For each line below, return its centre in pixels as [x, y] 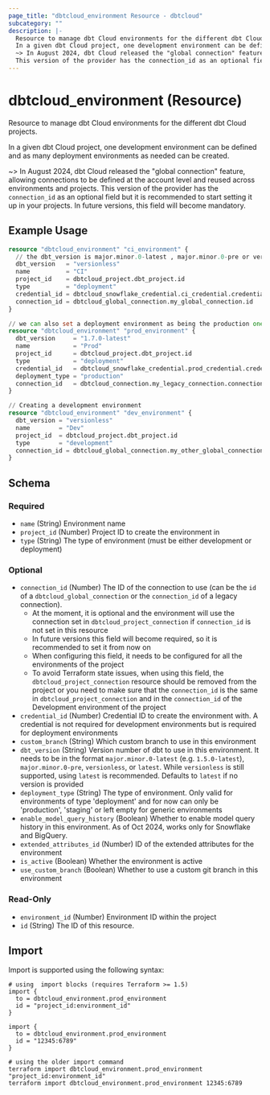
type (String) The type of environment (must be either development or [135, 540]
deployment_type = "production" [70, 376]
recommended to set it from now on [91, 647]
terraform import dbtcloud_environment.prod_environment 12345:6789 [125, 1084]
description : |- [35, 31]
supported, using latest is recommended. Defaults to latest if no [129, 776]
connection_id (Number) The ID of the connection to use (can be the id [138, 588]
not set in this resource [70, 630]
